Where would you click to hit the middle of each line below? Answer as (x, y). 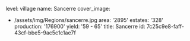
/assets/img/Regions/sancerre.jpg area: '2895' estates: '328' (89, 20)
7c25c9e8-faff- (165, 26)
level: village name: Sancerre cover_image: (58, 9)
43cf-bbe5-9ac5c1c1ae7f (45, 33)
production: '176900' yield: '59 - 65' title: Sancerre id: (80, 26)
